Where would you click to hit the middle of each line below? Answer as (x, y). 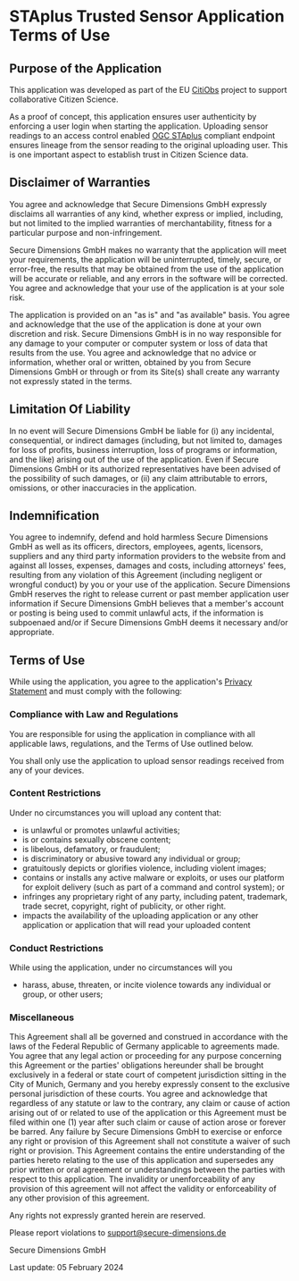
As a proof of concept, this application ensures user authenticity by (133, 117)
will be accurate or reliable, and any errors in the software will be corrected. (149, 278)
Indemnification (54, 516)
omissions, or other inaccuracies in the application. (103, 488)
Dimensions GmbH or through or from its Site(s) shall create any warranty (145, 372)
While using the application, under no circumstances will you (121, 967)
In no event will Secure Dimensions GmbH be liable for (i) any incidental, (142, 431)
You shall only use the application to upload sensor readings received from (147, 760)
